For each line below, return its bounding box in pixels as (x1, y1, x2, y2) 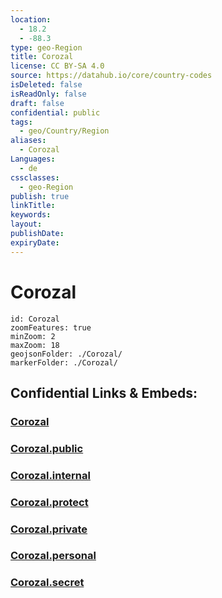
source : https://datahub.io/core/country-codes (10, 71, 213, 81)
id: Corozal (10, 314, 60, 324)
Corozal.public (10, 441, 84, 455)
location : (10, 14, 52, 25)
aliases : (10, 136, 47, 146)
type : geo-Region (10, 42, 83, 53)
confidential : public (10, 107, 101, 118)
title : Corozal (10, 52, 74, 62)
